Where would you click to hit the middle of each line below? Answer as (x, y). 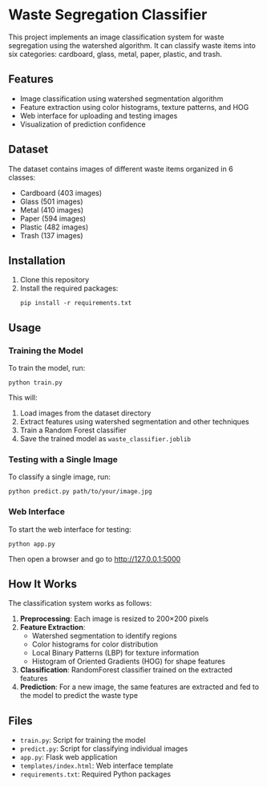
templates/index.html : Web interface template (97, 766)
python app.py (32, 544)
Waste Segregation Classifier (108, 15)
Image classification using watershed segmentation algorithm (121, 99)
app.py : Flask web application (69, 757)
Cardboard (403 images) (61, 193)
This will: (23, 398)
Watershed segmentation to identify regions (105, 636)
